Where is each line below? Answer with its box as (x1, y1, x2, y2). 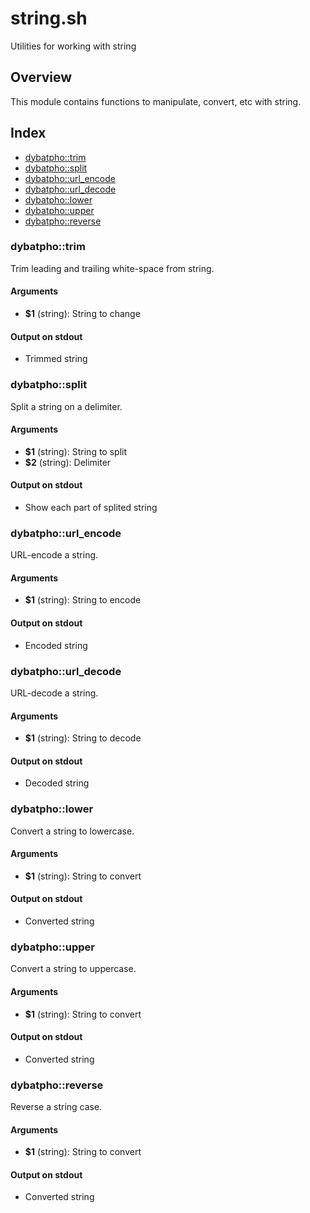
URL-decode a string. (10, 687, 99, 699)
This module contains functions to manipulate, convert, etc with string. (10, 95, 302, 107)
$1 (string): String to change (24, 308, 141, 320)
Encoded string (24, 639, 88, 651)
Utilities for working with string (10, 40, 137, 52)
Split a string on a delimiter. (10, 400, 123, 412)
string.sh (10, 7, 88, 30)
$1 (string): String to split (24, 445, 127, 457)
